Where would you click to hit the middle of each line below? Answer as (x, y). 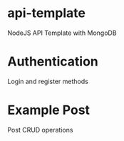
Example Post (49, 110)
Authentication (53, 62)
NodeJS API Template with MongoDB (62, 33)
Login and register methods (48, 81)
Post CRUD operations (40, 130)
